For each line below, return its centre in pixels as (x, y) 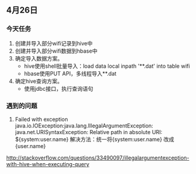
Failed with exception (41, 119)
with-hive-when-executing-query (48, 164)
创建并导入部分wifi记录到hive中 (54, 43)
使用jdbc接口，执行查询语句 (58, 88)
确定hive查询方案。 (39, 81)
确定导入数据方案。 (39, 58)
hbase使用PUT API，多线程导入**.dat (70, 73)
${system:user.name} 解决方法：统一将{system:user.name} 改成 (95, 139)
